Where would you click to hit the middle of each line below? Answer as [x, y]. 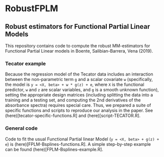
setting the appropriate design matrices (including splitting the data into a [79, 95]
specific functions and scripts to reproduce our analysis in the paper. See [79, 111]
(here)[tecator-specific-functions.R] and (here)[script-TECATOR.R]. [73, 116]
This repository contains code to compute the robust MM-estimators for [78, 46]
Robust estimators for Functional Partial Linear [78, 27]
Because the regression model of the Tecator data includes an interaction [79, 74]
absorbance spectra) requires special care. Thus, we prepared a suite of [78, 105]
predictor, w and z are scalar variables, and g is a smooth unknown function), [82, 90]
